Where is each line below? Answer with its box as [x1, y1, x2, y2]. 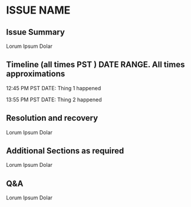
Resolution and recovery [6, 113, 98, 123]
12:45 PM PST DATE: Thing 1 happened [6, 84, 101, 91]
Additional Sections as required [6, 146, 124, 156]
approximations [6, 69, 65, 79]
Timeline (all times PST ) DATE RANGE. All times [6, 60, 185, 70]
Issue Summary [6, 27, 65, 37]
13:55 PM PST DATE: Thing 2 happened [6, 96, 102, 103]
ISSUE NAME [6, 4, 71, 17]
